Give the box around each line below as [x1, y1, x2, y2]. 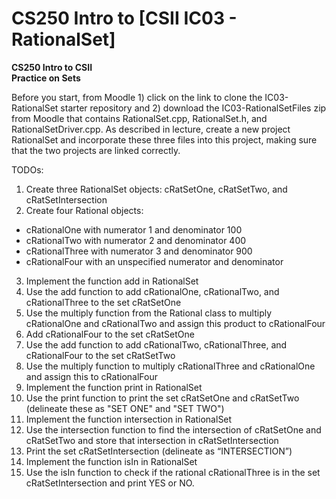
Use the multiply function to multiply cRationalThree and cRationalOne [25, 360, 316, 372]
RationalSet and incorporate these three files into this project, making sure [11, 133, 318, 146]
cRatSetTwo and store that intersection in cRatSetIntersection [25, 434, 279, 446]
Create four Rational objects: [25, 204, 144, 216]
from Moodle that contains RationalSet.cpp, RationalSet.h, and [11, 112, 268, 124]
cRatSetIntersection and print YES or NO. [25, 477, 195, 489]
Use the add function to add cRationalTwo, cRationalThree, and [25, 338, 288, 351]
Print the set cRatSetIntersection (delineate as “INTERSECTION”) [25, 445, 293, 457]
